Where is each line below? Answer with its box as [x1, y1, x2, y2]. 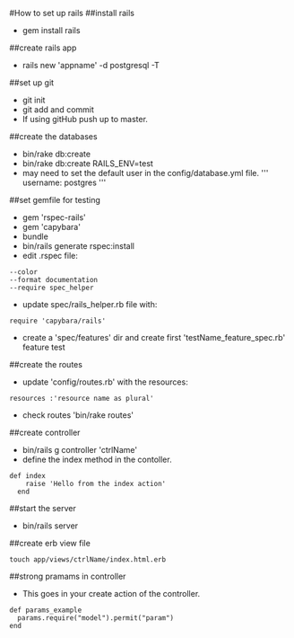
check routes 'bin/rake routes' [22, 410, 134, 421]
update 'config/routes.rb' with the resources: [22, 377, 188, 387]
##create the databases [9, 131, 98, 142]
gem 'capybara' [22, 222, 81, 232]
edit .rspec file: [22, 251, 78, 261]
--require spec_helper [9, 283, 94, 292]
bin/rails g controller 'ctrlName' [22, 445, 137, 455]
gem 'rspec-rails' [22, 212, 87, 223]
